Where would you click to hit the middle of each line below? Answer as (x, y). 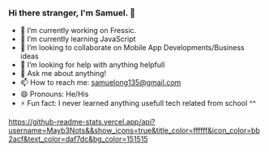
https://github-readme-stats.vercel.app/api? (82, 122)
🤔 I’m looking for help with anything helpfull (92, 65)
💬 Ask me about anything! (63, 74)
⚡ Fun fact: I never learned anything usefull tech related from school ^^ (138, 103)
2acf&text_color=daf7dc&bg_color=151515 (78, 139)
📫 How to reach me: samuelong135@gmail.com (100, 82)
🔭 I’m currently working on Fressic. (78, 31)
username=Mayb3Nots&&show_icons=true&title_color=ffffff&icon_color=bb (134, 131)
